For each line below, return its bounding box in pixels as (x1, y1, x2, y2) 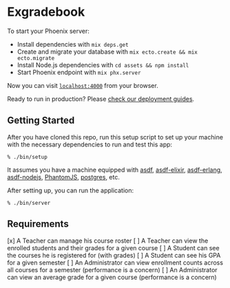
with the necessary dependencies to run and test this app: (7, 140, 173, 148)
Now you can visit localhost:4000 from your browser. (7, 81, 158, 89)
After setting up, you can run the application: (7, 186, 134, 195)
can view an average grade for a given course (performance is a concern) (7, 273, 217, 281)
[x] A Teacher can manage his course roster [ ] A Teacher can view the (7, 236, 209, 245)
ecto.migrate (17, 54, 55, 62)
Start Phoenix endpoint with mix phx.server (17, 68, 141, 76)
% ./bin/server (7, 199, 51, 206)
